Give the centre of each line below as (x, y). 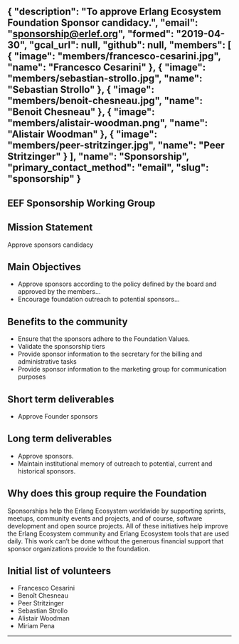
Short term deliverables (61, 399)
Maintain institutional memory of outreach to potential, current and (115, 464)
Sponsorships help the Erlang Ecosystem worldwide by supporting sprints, (117, 511)
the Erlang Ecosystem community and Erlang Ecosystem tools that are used (118, 533)
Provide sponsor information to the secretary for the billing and (110, 354)
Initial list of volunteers (59, 571)
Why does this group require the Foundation (107, 494)
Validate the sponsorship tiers (61, 347)
